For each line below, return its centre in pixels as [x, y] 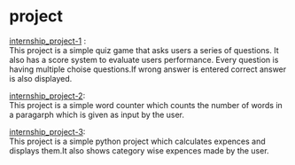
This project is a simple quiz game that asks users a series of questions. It [144, 50]
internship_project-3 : [47, 131]
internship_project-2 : [47, 96]
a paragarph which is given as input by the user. [97, 114]
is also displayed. [41, 78]
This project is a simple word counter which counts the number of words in [146, 105]
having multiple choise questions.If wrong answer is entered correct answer [148, 69]
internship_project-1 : [48, 41]
